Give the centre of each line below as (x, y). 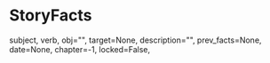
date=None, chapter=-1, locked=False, (80, 49)
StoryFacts (51, 16)
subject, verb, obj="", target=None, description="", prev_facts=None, (135, 40)
